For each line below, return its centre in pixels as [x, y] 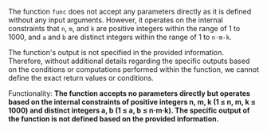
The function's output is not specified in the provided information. [116, 52]
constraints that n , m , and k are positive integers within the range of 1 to [124, 28]
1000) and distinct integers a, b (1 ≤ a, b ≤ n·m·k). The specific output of [129, 110]
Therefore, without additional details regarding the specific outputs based [129, 61]
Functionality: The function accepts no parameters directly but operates [130, 93]
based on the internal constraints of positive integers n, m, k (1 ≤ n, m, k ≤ [132, 102]
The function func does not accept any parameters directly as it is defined [130, 12]
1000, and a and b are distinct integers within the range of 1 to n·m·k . [120, 37]
